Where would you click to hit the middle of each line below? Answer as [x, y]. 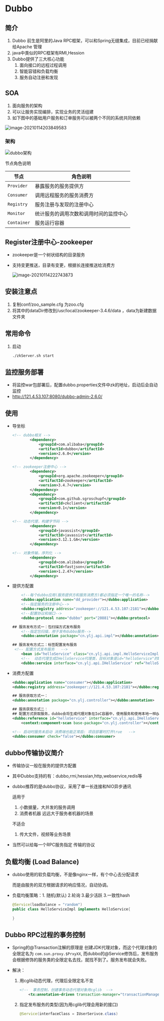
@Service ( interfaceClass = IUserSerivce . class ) [69, 1014]
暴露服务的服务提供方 [59, 186]
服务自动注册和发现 [39, 77]
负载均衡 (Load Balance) [42, 862]
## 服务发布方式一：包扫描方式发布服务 [46, 627]
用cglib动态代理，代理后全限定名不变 [56, 981]
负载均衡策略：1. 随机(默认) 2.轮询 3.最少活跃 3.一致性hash [71, 895]
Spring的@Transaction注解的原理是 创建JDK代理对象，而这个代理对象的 [84, 947]
